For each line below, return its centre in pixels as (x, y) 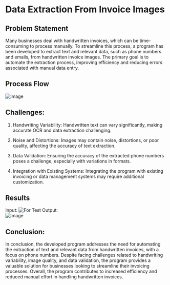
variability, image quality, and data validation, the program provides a (78, 260)
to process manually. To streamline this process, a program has (97, 46)
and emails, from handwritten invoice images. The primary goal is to (77, 57)
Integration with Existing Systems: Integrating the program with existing (88, 171)
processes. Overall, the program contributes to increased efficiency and (81, 271)
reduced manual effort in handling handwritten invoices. (64, 277)
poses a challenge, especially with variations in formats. (72, 161)
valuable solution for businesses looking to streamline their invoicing (78, 266)
